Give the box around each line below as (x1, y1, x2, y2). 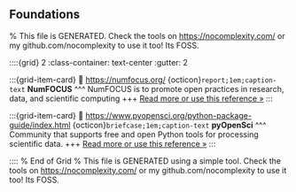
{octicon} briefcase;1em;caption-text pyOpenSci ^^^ (72, 119, 267, 130)
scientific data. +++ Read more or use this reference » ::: (9, 138, 216, 149)
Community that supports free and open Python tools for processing (9, 128, 259, 140)
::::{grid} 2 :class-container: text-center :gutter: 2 (9, 57, 189, 67)
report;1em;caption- (200, 75, 277, 85)
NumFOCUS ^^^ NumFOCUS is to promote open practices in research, (27, 83, 284, 94)
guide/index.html (9, 119, 71, 130)
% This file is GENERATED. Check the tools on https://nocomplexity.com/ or (9, 30, 285, 41)
